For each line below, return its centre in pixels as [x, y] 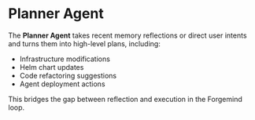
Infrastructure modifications [65, 59]
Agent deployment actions [62, 84]
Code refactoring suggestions [68, 75]
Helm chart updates [52, 67]
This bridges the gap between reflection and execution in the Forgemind [125, 99]
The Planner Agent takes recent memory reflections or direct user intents [128, 35]
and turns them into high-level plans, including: [85, 43]
